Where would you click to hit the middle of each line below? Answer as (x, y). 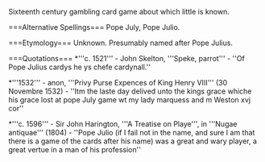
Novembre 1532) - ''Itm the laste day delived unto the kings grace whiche (130, 91)
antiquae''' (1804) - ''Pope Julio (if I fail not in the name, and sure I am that (132, 133)
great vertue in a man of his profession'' (75, 150)
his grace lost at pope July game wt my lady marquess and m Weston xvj (130, 100)
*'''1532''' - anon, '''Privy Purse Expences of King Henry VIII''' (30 (118, 83)
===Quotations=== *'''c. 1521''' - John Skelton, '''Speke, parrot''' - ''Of (127, 58)
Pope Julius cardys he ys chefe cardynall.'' (80, 67)
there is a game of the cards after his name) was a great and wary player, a (133, 141)
